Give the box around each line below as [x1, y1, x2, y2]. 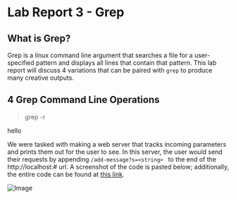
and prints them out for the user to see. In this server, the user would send [7, 147, 223, 156]
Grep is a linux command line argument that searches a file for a [7, 51, 193, 59]
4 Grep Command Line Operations [7, 94, 160, 106]
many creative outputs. [7, 73, 74, 82]
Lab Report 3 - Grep [7, 4, 125, 20]
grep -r [24, 112, 46, 121]
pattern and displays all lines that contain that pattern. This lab [35, 59, 217, 67]
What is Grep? [7, 32, 71, 44]
